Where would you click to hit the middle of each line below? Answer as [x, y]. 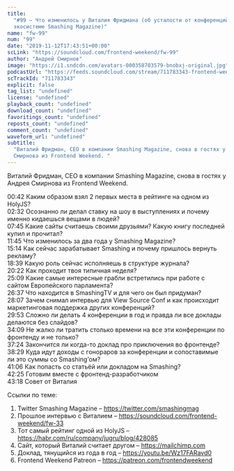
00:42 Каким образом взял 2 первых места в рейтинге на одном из [108, 196]
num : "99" [22, 40]
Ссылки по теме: [32, 394]
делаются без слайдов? [42, 322]
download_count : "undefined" [49, 111]
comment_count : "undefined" [48, 130]
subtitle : [22, 143]
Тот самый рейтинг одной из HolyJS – [73, 430]
